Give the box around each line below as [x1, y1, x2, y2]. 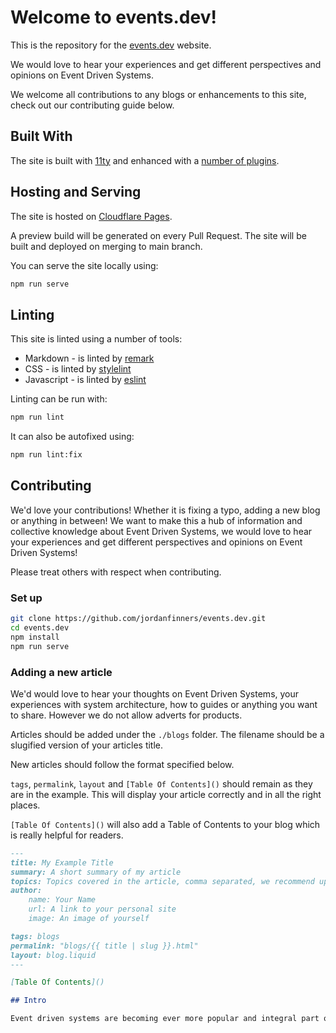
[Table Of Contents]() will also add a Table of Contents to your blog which [10, 818, 321, 830]
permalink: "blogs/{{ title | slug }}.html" [10, 941, 199, 951]
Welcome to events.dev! [10, 6, 217, 29]
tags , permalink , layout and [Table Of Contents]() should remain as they [10, 777, 313, 790]
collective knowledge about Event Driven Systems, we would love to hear [10, 525, 313, 537]
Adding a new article [10, 665, 113, 679]
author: [10, 886, 43, 896]
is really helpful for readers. [10, 829, 124, 841]
